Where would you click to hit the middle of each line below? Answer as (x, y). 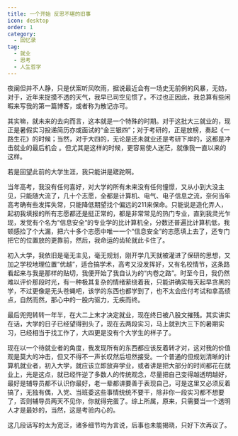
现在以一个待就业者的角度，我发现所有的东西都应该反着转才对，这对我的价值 (119, 347)
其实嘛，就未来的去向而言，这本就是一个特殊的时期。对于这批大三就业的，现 (119, 121)
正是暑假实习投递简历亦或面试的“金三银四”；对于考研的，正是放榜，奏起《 (116, 129)
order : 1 (20, 27)
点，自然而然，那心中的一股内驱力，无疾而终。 (75, 299)
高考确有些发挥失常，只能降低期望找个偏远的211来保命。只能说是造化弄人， (117, 204)
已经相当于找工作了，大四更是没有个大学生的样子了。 (97, 332)
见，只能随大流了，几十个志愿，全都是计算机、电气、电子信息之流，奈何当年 (119, 196)
